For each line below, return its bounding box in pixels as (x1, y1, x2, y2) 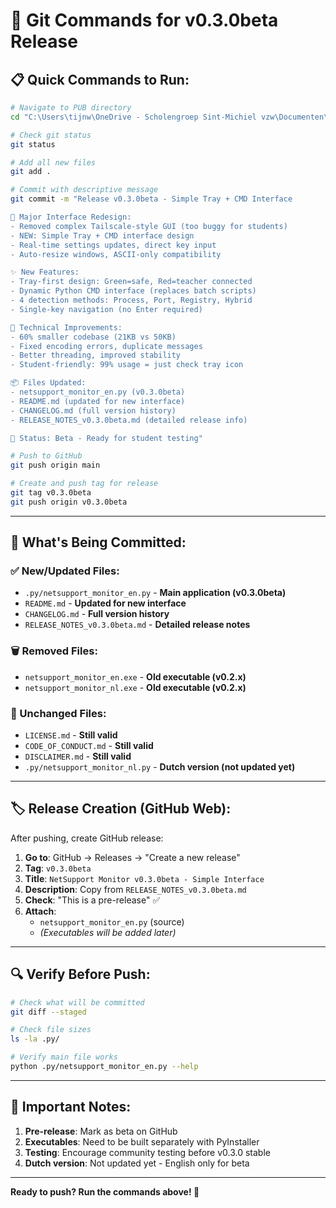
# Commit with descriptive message (10, 185, 159, 195)
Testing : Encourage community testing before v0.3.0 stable (24, 1146, 271, 1158)
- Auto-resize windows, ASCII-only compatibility (10, 249, 222, 259)
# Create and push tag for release (10, 479, 159, 489)
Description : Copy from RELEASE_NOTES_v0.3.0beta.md (24, 883, 247, 895)
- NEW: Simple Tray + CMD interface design (10, 230, 195, 241)
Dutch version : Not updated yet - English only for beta (24, 1157, 250, 1169)
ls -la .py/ (10, 1034, 60, 1044)
